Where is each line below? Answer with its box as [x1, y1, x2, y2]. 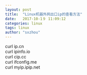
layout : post [5, 7, 32, 12]
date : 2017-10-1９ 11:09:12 [5, 16, 66, 21]
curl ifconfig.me [5, 59, 37, 65]
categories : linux [5, 21, 43, 26]
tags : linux [5, 25, 29, 30]
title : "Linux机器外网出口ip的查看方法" [5, 12, 83, 17]
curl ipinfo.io [5, 49, 30, 54]
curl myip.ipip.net [5, 64, 40, 70]
